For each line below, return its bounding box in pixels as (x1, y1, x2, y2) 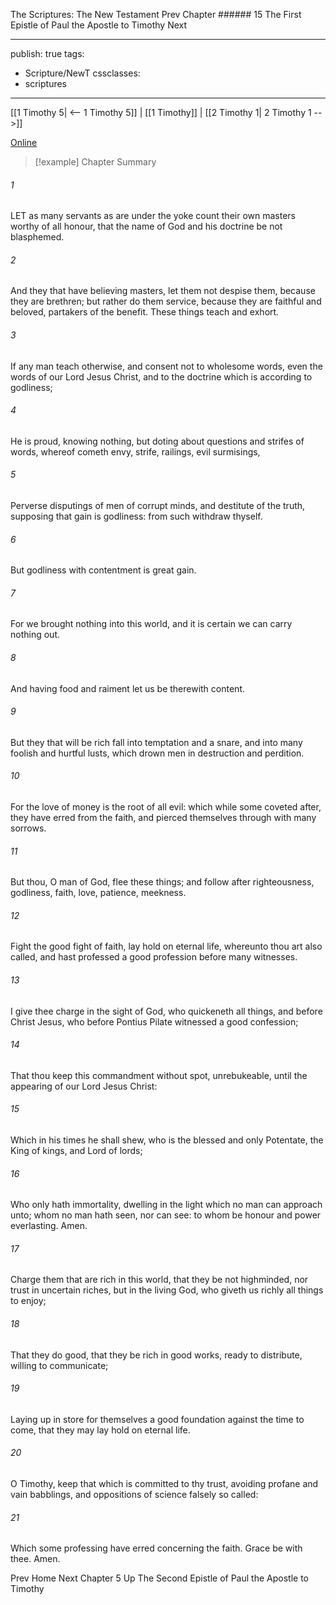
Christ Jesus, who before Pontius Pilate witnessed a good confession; (10, 1015, 299, 1028)
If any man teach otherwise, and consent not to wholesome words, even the (10, 360, 323, 372)
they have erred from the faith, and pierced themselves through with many (10, 812, 317, 824)
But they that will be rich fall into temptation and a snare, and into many (10, 736, 303, 748)
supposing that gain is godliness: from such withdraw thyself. (10, 510, 263, 523)
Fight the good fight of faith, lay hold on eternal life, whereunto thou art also (10, 940, 323, 953)
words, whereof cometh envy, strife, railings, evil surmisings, (10, 445, 261, 458)
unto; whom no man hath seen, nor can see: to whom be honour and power (10, 1209, 322, 1221)
